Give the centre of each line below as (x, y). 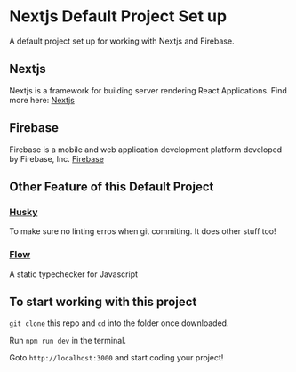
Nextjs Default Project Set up (118, 16)
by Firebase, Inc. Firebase (57, 158)
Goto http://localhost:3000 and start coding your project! (116, 358)
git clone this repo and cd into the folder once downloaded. (119, 323)
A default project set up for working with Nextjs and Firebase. (122, 41)
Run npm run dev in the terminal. (68, 341)
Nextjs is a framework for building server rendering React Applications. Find (148, 90)
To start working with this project (103, 301)
